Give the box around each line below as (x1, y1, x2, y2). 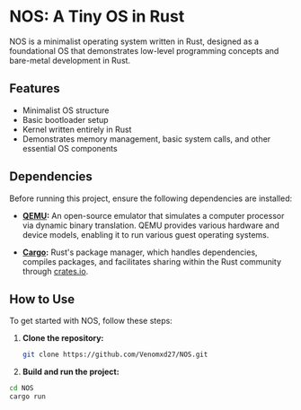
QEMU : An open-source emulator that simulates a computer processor (22, 210, 285, 221)
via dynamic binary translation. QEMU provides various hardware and (22, 220, 280, 231)
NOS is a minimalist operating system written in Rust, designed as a (9, 36, 259, 47)
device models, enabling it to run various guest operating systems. (22, 229, 270, 240)
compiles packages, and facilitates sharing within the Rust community (22, 256, 281, 266)
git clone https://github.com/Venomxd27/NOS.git (22, 350, 208, 360)
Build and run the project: (22, 366, 120, 378)
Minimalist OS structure (22, 105, 110, 116)
